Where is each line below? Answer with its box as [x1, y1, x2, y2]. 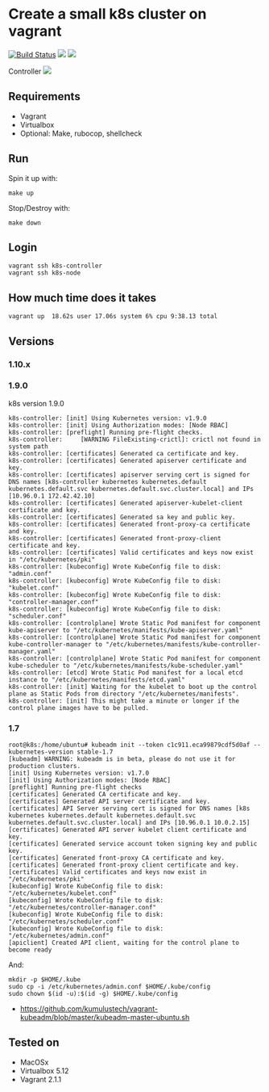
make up [8, 189, 35, 197]
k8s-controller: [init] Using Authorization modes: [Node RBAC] [8, 421, 229, 429]
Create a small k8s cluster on [8, 5, 207, 23]
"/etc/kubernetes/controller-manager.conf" [8, 904, 157, 912]
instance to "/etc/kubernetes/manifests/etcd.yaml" [8, 675, 185, 683]
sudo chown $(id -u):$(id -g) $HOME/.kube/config [8, 990, 179, 998]
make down [8, 219, 42, 227]
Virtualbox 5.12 [19, 1065, 69, 1075]
